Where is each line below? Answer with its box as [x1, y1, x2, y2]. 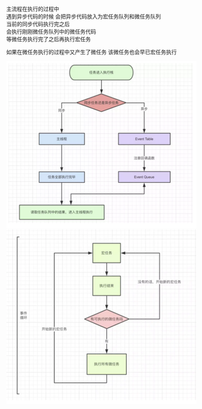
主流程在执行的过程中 [6, 5, 59, 12]
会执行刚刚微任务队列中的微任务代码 [6, 28, 96, 35]
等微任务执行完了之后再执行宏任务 [6, 36, 91, 42]
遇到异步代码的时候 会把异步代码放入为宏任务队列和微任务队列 [6, 13, 161, 20]
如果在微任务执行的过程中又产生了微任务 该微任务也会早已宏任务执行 [6, 48, 177, 56]
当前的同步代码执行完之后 [6, 21, 70, 27]
